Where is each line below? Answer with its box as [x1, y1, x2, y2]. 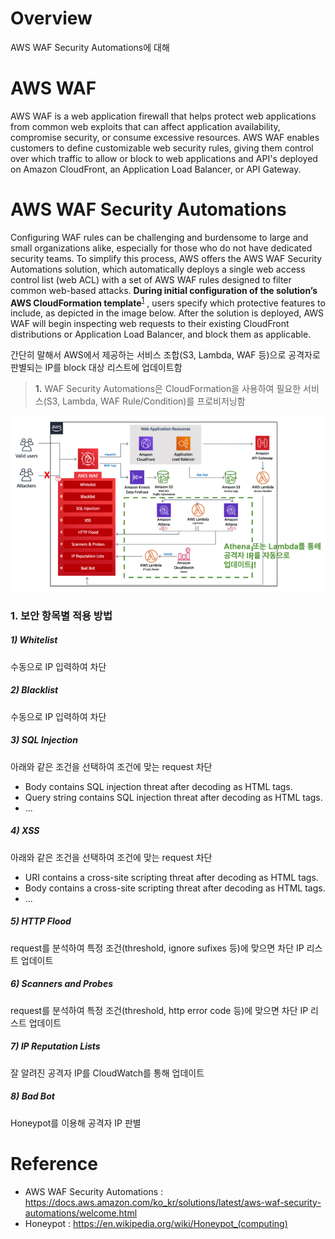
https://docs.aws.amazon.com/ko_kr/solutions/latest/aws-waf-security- [24, 1196, 322, 1208]
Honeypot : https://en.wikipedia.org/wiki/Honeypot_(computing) [24, 1217, 288, 1229]
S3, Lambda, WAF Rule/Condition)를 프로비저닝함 [46, 395, 246, 407]
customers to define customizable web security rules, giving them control [10, 142, 314, 154]
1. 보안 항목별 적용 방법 [10, 608, 113, 622]
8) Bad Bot [10, 1090, 55, 1102]
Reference [10, 1152, 98, 1175]
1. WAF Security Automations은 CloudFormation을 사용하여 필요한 [34, 383, 302, 395]
